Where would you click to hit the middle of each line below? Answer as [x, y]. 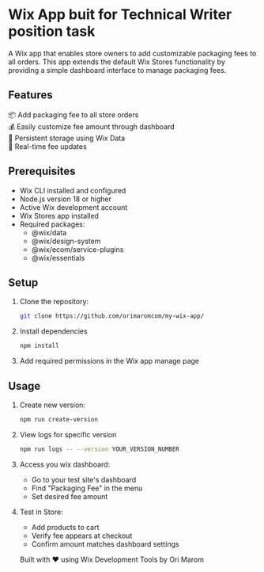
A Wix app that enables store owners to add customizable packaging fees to [132, 53]
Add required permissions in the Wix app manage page [109, 361]
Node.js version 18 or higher [66, 199]
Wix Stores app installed [59, 215]
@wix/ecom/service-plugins [77, 249]
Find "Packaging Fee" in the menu [87, 488]
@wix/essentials [58, 257]
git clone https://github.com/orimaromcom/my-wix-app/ [112, 316]
